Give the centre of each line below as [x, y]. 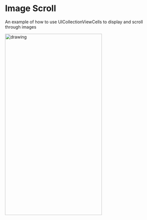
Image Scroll [31, 8]
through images [21, 27]
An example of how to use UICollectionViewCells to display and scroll [74, 22]
